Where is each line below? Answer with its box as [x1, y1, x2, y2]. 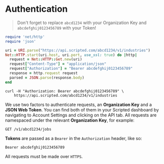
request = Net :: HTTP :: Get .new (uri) [9, 57, 82, 62]
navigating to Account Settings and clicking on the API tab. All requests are [5, 112, 157, 118]
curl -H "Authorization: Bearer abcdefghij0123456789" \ [5, 88, 124, 94]
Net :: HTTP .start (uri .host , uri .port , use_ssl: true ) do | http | [5, 53, 137, 57]
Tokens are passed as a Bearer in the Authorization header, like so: [5, 135, 142, 141]
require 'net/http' [5, 34, 45, 39]
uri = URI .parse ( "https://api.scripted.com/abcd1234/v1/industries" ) [5, 48, 151, 53]
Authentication [5, 3, 68, 15]
